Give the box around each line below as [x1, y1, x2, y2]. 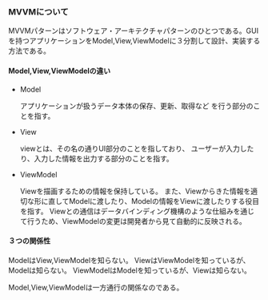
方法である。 [8, 46, 50, 56]
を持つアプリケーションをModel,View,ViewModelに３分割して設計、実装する [8, 36, 261, 46]
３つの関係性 [8, 236, 50, 245]
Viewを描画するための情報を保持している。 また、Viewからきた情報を [19, 186, 251, 196]
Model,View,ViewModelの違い [8, 66, 111, 75]
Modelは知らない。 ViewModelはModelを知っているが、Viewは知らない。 [8, 266, 252, 275]
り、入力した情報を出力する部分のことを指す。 [19, 153, 174, 163]
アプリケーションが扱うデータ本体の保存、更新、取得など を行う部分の [19, 101, 254, 111]
